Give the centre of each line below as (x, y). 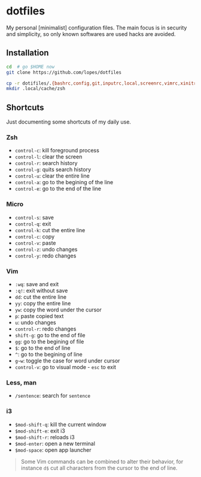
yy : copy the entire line (43, 303)
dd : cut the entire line (41, 297)
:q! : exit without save (41, 290)
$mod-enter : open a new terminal (55, 443)
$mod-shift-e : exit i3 (40, 431)
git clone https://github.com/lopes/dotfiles (64, 72)
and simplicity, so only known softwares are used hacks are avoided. (91, 34)
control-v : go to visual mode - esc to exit (66, 367)
